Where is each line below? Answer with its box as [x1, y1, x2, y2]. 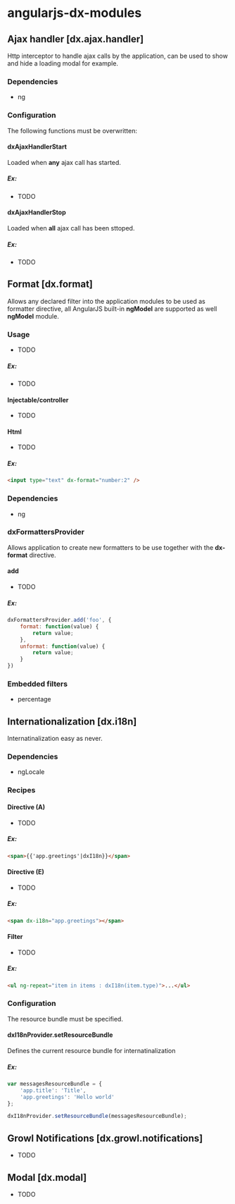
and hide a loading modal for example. [7, 59, 118, 68]
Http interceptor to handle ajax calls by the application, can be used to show [7, 51, 229, 60]
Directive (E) [7, 868, 44, 876]
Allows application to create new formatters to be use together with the [7, 543, 214, 551]
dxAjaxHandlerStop [7, 208, 66, 216]
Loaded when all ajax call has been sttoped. [7, 223, 135, 232]
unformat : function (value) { [20, 643, 106, 650]
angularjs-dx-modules [7, 5, 142, 21]
